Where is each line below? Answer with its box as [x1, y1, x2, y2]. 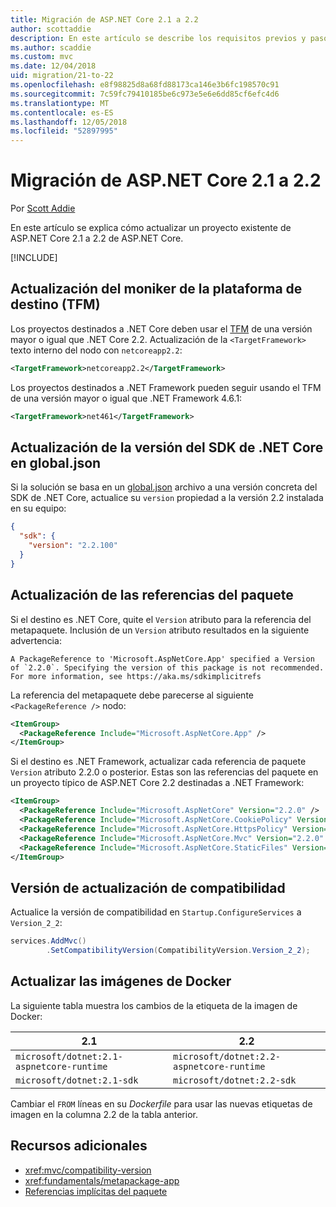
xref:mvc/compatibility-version [24, 1164, 152, 1176]
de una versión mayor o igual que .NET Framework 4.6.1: [10, 392, 243, 404]
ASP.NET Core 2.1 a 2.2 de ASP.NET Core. [10, 232, 184, 245]
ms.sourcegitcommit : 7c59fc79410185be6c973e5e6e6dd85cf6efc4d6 [10, 89, 280, 99]
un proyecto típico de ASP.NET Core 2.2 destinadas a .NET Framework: [10, 777, 305, 789]
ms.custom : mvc [10, 52, 74, 62]
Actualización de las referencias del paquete [10, 587, 294, 604]
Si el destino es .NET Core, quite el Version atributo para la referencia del [10, 613, 312, 625]
